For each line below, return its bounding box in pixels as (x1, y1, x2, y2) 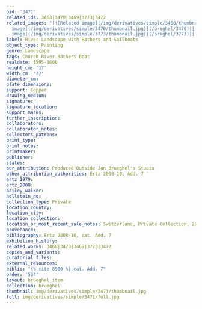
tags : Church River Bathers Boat (6, 54, 90, 60)
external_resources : (6, 260, 58, 266)
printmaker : (6, 148, 36, 154)
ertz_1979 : (6, 177, 34, 183)
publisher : (6, 154, 34, 160)
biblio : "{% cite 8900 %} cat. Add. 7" (6, 266, 106, 272)
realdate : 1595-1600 (6, 59, 58, 65)
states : (6, 160, 26, 166)
